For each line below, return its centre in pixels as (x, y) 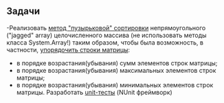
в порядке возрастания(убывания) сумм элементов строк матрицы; (117, 63)
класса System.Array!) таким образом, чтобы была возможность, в (105, 42)
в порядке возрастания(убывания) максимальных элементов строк (116, 70)
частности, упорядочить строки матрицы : (68, 49)
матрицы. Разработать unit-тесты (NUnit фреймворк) (94, 92)
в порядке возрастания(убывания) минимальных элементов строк (115, 84)
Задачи (23, 11)
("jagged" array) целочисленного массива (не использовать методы (107, 35)
